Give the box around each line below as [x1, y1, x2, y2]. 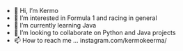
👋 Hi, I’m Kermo [13, 7, 59, 14]
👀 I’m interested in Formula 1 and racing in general [13, 14, 158, 22]
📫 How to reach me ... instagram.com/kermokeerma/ [13, 37, 167, 44]
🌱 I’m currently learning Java [13, 21, 97, 29]
